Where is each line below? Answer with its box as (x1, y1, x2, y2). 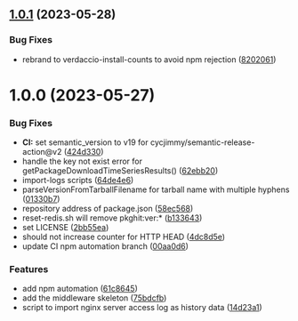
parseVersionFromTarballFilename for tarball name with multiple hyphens (21, 184, 290, 195)
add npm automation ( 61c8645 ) (21, 284, 138, 294)
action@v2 (21, 147, 62, 157)
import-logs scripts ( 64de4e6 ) (21, 175, 134, 186)
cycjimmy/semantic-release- (149, 137, 255, 148)
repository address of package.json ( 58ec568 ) (21, 204, 194, 214)
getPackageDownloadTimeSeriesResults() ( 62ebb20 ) (21, 165, 219, 176)
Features (9, 263, 49, 276)
